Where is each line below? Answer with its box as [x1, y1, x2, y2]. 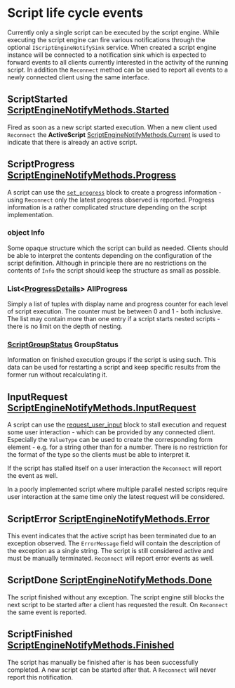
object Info [7, 228, 45, 238]
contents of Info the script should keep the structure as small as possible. [7, 266, 221, 275]
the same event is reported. [7, 608, 87, 616]
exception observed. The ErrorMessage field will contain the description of [7, 539, 221, 547]
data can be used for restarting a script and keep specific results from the [7, 363, 221, 372]
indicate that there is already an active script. [7, 138, 138, 146]
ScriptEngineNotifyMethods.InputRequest [7, 402, 196, 414]
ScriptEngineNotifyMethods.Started [7, 104, 170, 117]
